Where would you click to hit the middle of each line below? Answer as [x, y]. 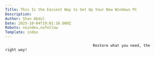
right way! [16, 50]
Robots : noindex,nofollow [31, 28]
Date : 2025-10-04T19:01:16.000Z [38, 23]
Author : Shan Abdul [25, 19]
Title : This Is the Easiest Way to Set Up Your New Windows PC [71, 9]
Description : [18, 14]
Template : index [22, 32]
